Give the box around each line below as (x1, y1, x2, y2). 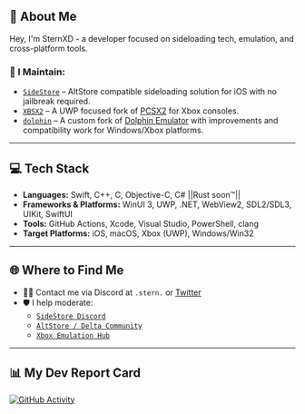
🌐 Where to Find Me (9, 262, 124, 278)
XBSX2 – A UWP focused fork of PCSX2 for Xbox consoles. (22, 105, 240, 116)
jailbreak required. (22, 96, 91, 107)
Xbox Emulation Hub (35, 330, 111, 340)
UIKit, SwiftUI (22, 208, 73, 219)
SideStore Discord (35, 311, 106, 320)
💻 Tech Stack (9, 161, 90, 176)
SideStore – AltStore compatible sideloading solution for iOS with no (22, 86, 277, 97)
